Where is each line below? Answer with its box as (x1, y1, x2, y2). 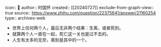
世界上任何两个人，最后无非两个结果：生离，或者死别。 (12, 25, 123, 31)
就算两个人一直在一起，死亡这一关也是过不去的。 (12, 31, 111, 36)
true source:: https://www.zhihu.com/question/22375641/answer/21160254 (5, 10, 156, 16)
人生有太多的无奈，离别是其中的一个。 (12, 37, 89, 43)
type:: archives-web (5, 15, 45, 21)
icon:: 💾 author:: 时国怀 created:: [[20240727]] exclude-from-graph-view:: (5, 5, 154, 10)
